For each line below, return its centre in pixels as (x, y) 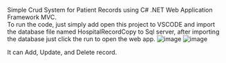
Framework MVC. (32, 17)
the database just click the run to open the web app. (81, 39)
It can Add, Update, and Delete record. (62, 52)
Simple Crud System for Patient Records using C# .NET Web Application (110, 10)
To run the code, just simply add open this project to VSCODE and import (111, 24)
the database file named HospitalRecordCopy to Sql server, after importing (113, 32)
